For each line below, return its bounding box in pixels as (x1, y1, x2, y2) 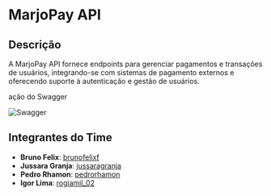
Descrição (8, 38, 61, 52)
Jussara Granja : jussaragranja (19, 161, 121, 170)
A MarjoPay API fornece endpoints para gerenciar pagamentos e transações (8, 59, 263, 69)
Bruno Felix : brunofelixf (19, 152, 100, 162)
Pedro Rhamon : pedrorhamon (19, 169, 121, 179)
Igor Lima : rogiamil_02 (19, 177, 95, 187)
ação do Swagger (8, 92, 67, 102)
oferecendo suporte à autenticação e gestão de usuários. (8, 77, 200, 85)
